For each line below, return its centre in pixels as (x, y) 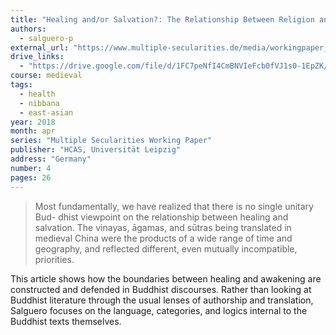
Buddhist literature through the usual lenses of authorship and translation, (162, 300)
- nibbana (39, 103)
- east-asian (46, 112)
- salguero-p (46, 38)
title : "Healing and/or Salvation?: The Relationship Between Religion (162, 19)
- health (37, 94)
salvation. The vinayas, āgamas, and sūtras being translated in (163, 227)
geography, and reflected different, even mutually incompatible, (166, 248)
